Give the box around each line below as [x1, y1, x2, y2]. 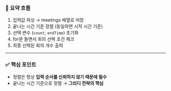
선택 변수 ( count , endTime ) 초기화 [12, 29, 79, 36]
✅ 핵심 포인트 [5, 61, 37, 68]
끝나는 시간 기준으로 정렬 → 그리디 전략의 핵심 [12, 80, 104, 86]
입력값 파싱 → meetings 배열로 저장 [12, 17, 84, 23]
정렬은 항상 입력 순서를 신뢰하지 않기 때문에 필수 [12, 74, 107, 80]
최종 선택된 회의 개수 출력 [12, 42, 64, 49]
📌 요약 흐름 [5, 4, 31, 11]
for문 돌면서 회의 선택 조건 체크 [12, 36, 75, 42]
